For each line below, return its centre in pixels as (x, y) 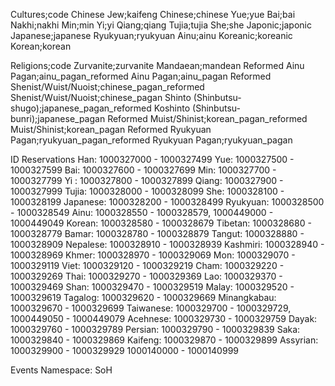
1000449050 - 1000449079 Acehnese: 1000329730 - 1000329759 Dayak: (164, 318)
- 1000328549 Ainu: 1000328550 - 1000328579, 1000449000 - (142, 212)
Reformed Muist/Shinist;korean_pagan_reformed (207, 118)
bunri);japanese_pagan (58, 118)
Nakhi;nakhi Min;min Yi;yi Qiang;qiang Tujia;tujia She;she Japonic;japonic (161, 25)
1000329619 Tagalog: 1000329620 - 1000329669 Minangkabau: (143, 297)
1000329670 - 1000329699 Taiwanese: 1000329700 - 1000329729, (151, 308)
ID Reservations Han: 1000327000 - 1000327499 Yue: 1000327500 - (152, 159)
